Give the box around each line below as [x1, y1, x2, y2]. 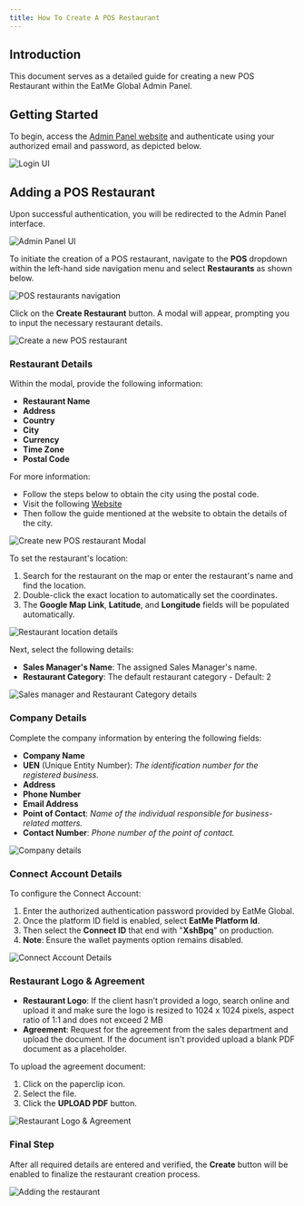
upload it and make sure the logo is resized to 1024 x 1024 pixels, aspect [22, 1005, 295, 1016]
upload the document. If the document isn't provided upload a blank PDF [22, 1034, 295, 1044]
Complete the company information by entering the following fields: [9, 732, 262, 743]
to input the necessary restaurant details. [9, 318, 163, 328]
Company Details [9, 711, 87, 724]
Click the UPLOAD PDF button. [22, 1098, 138, 1109]
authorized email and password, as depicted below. [9, 141, 202, 152]
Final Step [9, 1138, 54, 1151]
